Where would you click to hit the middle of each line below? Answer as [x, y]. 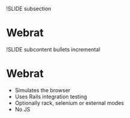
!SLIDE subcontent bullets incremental [53, 49]
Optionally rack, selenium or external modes [69, 103]
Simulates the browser [43, 90]
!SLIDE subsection [29, 9]
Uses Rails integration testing [51, 96]
